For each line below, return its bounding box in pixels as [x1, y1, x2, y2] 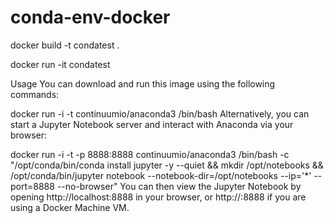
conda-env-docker [10, 6, 171, 29]
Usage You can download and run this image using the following [10, 77, 276, 90]
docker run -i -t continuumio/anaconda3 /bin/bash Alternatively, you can [10, 107, 310, 120]
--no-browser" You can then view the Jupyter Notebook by [56, 180, 302, 192]
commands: [10, 88, 60, 100]
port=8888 [10, 180, 55, 192]
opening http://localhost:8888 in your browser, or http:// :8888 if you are [10, 191, 307, 203]
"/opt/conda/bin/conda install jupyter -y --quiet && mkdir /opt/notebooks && [10, 159, 324, 171]
